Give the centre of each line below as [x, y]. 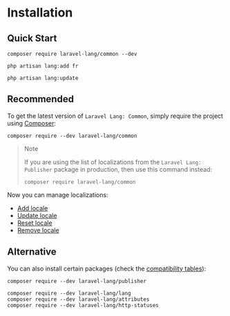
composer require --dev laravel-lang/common [72, 136]
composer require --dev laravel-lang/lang [69, 293]
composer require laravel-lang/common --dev [72, 54]
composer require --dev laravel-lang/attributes [78, 299]
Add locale [32, 208]
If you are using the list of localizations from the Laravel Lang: [113, 162]
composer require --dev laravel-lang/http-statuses [83, 305]
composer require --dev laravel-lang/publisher [77, 281]
